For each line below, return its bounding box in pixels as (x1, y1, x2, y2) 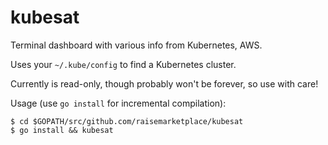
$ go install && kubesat (10, 125, 114, 135)
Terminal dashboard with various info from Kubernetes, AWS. (10, 39, 263, 51)
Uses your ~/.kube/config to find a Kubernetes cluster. (10, 58, 237, 70)
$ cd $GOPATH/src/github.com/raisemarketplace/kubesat (10, 116, 244, 126)
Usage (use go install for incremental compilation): (10, 97, 227, 109)
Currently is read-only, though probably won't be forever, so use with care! (10, 77, 319, 90)
